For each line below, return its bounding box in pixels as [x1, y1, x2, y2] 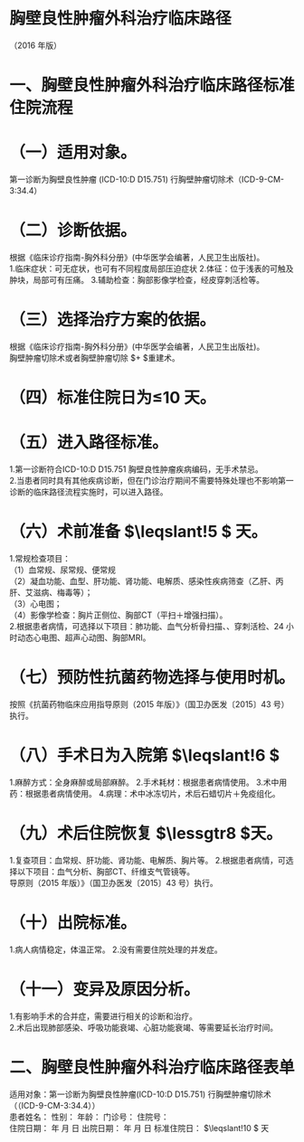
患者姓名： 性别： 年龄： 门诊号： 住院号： [9, 1111, 169, 1122]
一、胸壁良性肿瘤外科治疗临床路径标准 [9, 75, 296, 96]
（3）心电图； [9, 599, 62, 609]
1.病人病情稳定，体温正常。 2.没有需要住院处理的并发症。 [9, 944, 223, 955]
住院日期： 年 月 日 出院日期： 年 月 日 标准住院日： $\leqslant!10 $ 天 [9, 1122, 270, 1133]
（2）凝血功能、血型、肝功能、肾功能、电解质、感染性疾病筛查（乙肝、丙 [9, 576, 284, 586]
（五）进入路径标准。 [9, 432, 169, 453]
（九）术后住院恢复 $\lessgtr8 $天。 [9, 824, 283, 844]
